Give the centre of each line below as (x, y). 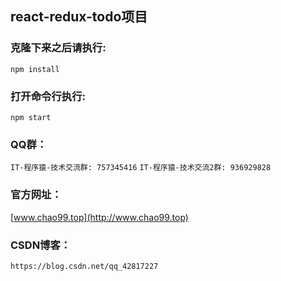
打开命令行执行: (48, 96)
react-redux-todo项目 (79, 17)
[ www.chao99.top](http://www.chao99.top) (99, 217)
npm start (31, 117)
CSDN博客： (41, 245)
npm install (35, 69)
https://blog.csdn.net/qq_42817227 (84, 266)
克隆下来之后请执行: (58, 48)
